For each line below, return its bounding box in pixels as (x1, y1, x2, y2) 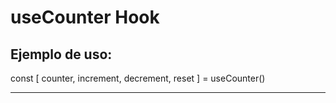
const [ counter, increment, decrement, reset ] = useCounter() (10, 72, 266, 84)
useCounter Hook (10, 6, 160, 29)
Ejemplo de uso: (10, 46, 113, 63)
